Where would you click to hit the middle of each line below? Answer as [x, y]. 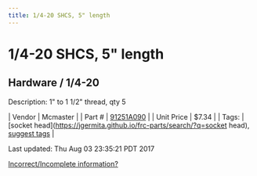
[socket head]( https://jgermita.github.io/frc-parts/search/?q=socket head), [129, 125]
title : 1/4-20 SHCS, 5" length [59, 15]
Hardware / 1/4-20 [54, 83]
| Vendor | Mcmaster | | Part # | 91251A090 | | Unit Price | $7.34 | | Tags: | [126, 117]
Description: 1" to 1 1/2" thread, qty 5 [67, 102]
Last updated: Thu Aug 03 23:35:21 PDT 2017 [81, 149]
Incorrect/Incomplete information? [63, 163]
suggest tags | [31, 133]
